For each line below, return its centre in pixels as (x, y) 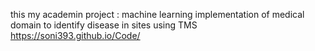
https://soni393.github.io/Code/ (75, 35)
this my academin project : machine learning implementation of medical (157, 14)
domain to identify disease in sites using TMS (104, 25)
